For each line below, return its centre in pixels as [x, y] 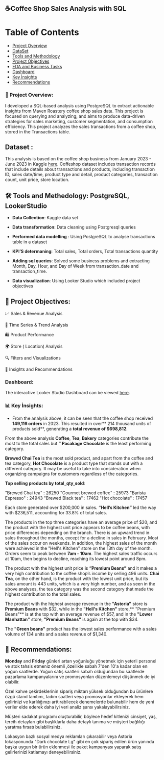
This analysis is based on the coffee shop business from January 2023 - [78, 159]
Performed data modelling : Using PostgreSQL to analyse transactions [84, 237]
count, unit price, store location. [37, 180]
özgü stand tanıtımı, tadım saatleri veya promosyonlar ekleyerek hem [74, 697]
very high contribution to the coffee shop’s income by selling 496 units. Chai [82, 573]
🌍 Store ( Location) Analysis [34, 346]
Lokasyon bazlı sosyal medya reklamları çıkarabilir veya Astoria [69, 736]
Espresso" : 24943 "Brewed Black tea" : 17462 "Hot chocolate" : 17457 [76, 498]
